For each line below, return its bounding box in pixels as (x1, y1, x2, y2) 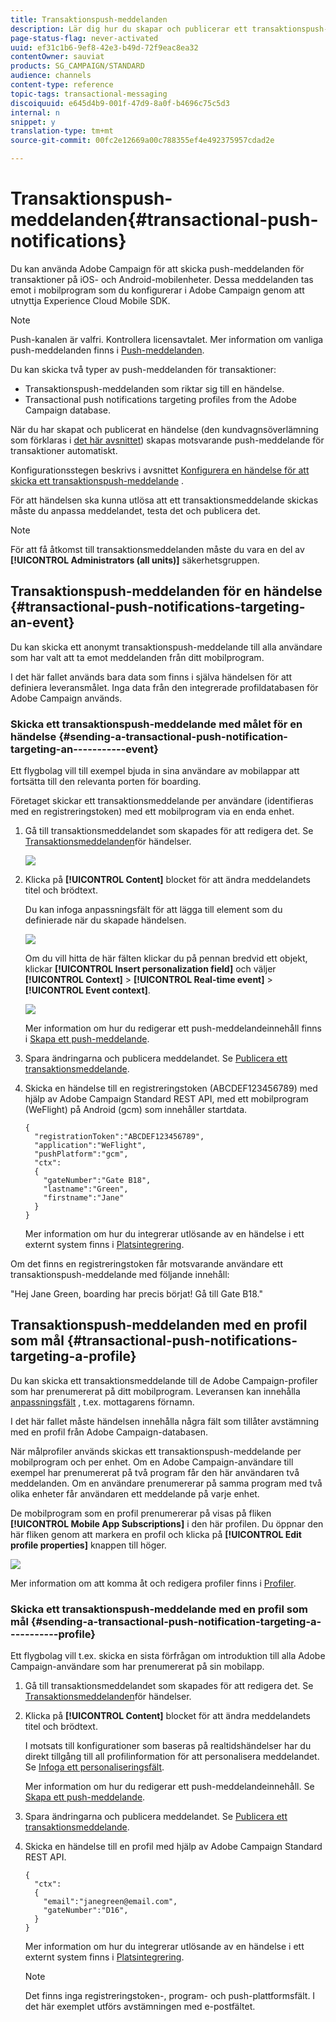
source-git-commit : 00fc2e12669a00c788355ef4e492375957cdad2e (10, 136, 275, 146)
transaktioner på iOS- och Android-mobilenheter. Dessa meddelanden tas (10, 273, 314, 285)
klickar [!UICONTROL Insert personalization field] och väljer (24, 963, 277, 975)
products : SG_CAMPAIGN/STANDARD (10, 61, 145, 71)
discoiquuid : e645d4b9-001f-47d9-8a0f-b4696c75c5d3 (10, 98, 230, 108)
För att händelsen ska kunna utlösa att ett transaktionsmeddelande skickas (10, 494, 319, 506)
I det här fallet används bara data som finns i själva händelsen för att (10, 671, 293, 683)
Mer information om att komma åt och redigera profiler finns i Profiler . (10, 1577, 297, 1589)
